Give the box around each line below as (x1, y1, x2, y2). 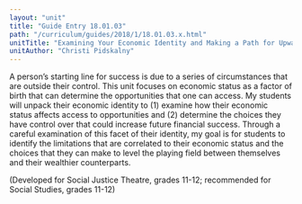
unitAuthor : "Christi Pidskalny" (9, 47, 135, 56)
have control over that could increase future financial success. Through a (9, 119, 281, 130)
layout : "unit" (9, 13, 67, 22)
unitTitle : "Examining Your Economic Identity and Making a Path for (9, 38, 276, 48)
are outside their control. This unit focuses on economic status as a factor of (9, 81, 292, 92)
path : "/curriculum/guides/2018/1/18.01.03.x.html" (9, 30, 207, 39)
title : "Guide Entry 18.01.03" (9, 22, 127, 31)
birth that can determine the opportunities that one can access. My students (9, 91, 292, 102)
